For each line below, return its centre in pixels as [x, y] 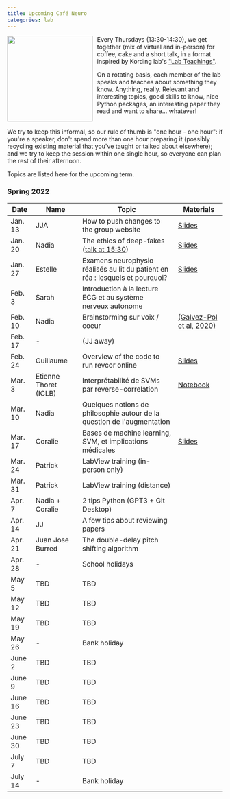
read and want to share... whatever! [147, 111]
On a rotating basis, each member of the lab [159, 74]
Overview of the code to [121, 356]
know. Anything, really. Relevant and [148, 89]
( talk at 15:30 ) [105, 249]
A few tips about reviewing [125, 520]
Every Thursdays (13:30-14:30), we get [152, 39]
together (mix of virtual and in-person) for [156, 47]
